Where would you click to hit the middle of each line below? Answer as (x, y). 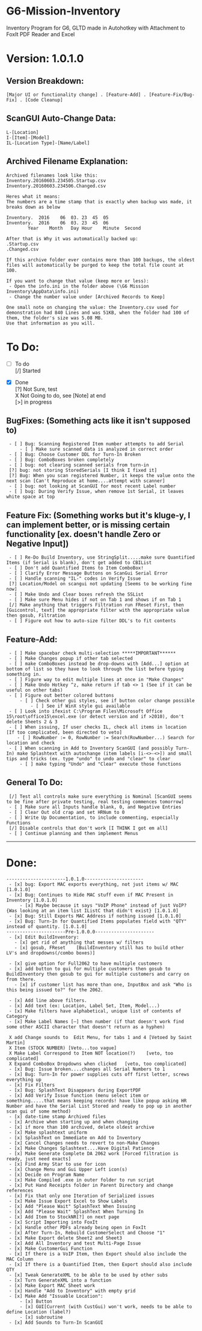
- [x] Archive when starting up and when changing (73, 1122)
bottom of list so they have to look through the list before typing (95, 669)
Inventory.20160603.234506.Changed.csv (56, 186)
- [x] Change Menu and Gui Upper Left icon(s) (68, 1169)
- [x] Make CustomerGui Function (51, 1248)
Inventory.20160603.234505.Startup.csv (56, 180)
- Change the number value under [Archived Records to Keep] (87, 297)
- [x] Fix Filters (32, 1085)
